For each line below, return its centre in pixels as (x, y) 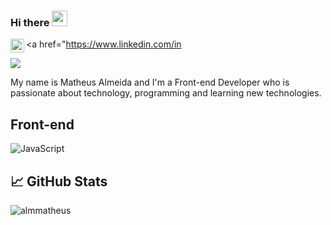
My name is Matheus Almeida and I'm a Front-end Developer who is (150, 82)
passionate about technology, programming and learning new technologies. (166, 93)
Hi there (30, 22)
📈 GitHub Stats (59, 181)
